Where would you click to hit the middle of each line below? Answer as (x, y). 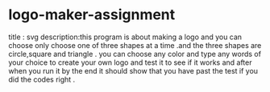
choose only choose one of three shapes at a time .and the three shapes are (135, 45)
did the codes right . (42, 79)
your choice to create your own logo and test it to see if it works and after (130, 62)
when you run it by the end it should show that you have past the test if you (133, 70)
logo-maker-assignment (92, 15)
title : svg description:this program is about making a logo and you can (125, 37)
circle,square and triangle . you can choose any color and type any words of (135, 54)
